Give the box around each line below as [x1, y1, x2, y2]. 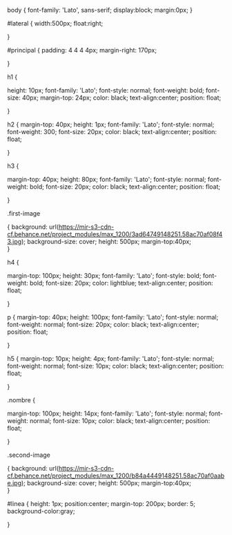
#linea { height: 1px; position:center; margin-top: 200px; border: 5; [7, 500, 195, 507]
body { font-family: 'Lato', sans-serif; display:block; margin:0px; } [7, 6, 193, 14]
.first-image [7, 209, 41, 217]
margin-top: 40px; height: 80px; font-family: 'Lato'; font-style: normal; [7, 176, 206, 183]
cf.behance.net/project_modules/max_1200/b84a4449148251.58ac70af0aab [7, 471, 225, 480]
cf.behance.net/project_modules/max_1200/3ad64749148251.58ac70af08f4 [7, 230, 223, 238]
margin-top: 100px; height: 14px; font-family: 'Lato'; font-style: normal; [7, 409, 208, 417]
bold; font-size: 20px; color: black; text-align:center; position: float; [30, 182, 221, 191]
